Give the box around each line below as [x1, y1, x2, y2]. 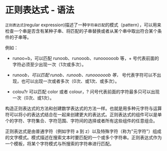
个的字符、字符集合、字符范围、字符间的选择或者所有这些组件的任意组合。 [5, 117, 158, 124]
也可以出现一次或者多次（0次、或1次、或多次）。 [21, 78, 120, 84]
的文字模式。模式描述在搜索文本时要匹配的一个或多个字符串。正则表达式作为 [5, 134, 162, 140]
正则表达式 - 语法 [5, 4, 75, 16]
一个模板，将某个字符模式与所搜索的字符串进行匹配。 [5, 141, 114, 147]
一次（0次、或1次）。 [12, 95, 55, 101]
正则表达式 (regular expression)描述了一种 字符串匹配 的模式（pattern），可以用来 [5, 22, 162, 28]
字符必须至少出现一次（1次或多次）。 [12, 61, 86, 67]
